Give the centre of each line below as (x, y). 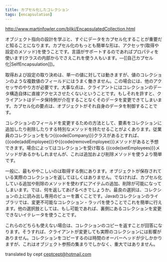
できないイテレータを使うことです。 (42, 214)
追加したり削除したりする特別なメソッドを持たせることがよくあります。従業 (83, 129)
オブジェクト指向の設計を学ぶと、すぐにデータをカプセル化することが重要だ (84, 39)
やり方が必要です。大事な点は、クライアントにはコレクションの (88, 87)
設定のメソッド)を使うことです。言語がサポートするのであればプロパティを (82, 51)
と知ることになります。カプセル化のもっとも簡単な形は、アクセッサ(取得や (82, 45)
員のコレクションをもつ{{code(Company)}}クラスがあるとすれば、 (74, 135)
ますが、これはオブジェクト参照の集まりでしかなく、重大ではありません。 (82, 244)
